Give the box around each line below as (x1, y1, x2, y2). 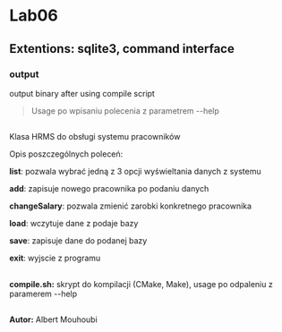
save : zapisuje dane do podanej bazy (9, 235, 148, 246)
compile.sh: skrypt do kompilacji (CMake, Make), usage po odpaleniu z (9, 278, 273, 289)
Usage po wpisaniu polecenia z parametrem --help (30, 105, 219, 116)
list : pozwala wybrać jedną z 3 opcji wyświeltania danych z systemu (9, 166, 261, 177)
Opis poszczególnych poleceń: (9, 149, 124, 159)
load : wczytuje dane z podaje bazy (9, 218, 139, 229)
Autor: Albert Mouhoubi (9, 314, 98, 325)
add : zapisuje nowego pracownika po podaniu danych (9, 183, 209, 194)
